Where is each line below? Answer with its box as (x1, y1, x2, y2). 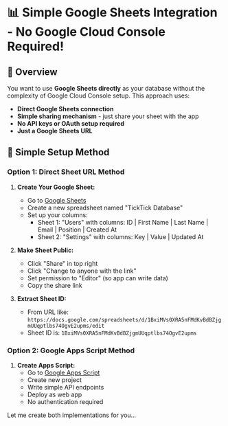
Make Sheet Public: (16, 246, 74, 254)
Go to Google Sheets (27, 196, 87, 204)
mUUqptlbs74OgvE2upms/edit (27, 322, 105, 329)
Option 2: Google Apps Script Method (7, 346, 135, 355)
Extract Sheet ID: (16, 294, 67, 302)
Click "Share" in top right (27, 259, 98, 267)
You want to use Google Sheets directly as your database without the (7, 85, 205, 92)
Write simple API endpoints (27, 383, 104, 391)
